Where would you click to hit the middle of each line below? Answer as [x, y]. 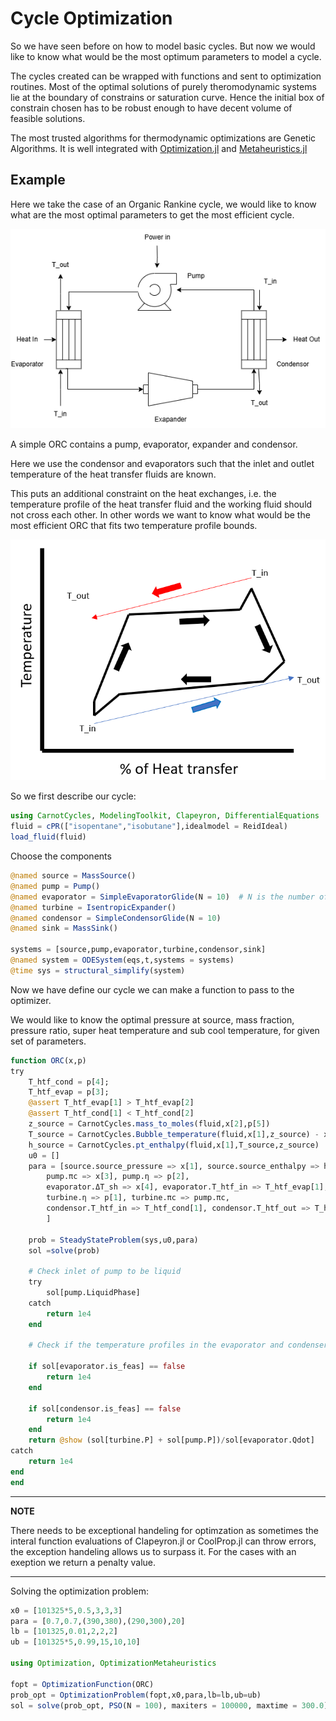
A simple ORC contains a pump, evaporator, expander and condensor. [154, 444]
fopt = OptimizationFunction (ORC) [82, 1684]
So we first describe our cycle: [73, 796]
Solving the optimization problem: [80, 1591]
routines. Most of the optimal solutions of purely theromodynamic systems [163, 86]
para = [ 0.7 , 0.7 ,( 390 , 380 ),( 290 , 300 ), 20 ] [98, 1621]
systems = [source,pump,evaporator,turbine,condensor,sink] [138, 950]
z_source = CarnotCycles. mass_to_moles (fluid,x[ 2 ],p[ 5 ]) [149, 1124]
